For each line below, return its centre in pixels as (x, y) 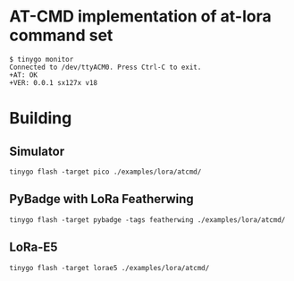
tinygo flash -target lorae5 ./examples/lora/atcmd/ (109, 268)
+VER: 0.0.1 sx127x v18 (54, 82)
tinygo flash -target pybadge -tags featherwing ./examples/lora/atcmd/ (147, 220)
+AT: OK (24, 75)
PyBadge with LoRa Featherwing (101, 199)
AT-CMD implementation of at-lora (140, 17)
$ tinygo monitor (42, 59)
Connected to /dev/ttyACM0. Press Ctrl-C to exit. (105, 67)
